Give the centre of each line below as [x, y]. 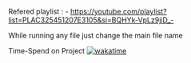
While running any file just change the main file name [96, 35]
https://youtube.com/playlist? [119, 12]
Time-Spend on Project [47, 51]
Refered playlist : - [39, 12]
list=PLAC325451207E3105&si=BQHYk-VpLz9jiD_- [91, 20]
